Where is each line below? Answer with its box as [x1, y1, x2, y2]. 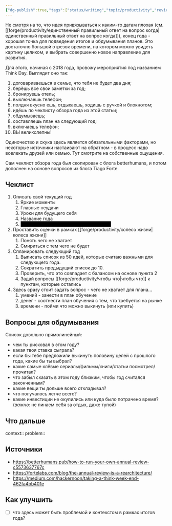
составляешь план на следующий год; [12, 118, 97, 124]
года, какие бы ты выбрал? [12, 358, 72, 364]
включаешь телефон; [12, 123, 59, 130]
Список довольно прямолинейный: [5, 332, 82, 338]
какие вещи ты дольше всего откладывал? [12, 385, 106, 391]
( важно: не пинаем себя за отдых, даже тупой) [12, 402, 116, 408]
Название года [20, 215, 53, 222]
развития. [5, 55, 27, 61]
